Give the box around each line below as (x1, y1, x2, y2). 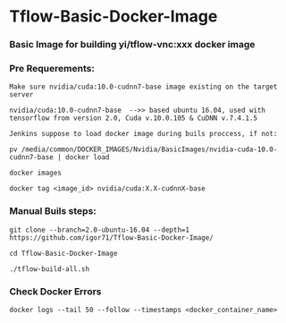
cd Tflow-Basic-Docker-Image (9, 249, 118, 258)
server (9, 90, 34, 99)
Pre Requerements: (9, 63, 96, 75)
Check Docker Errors (9, 285, 102, 297)
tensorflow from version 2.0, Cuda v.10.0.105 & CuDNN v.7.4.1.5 (9, 114, 257, 123)
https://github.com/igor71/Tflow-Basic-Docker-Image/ (9, 233, 214, 242)
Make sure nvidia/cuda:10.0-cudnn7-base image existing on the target (9, 82, 278, 91)
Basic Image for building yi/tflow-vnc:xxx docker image (9, 38, 256, 51)
